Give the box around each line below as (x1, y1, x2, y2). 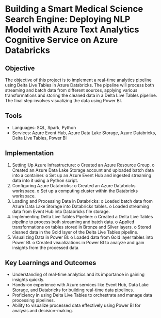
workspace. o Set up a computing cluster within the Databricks (12, 188, 138, 194)
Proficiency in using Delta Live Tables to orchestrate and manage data (12, 292, 153, 298)
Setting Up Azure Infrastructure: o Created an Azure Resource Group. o (12, 162, 155, 168)
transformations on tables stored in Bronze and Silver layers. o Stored (12, 224, 151, 230)
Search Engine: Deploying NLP (5, 14, 130, 25)
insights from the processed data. (12, 245, 80, 250)
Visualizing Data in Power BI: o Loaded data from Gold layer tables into (12, 234, 154, 240)
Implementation (5, 149, 54, 158)
